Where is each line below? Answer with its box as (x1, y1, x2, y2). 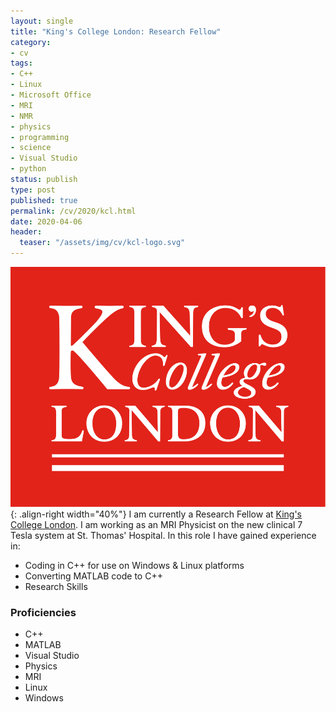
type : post (10, 185, 56, 195)
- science (10, 143, 52, 153)
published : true (10, 195, 78, 205)
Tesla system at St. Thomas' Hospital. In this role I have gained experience (10, 529, 317, 541)
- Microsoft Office (10, 90, 92, 100)
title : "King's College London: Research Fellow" (10, 26, 222, 37)
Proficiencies (10, 605, 77, 619)
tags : (10, 58, 33, 69)
